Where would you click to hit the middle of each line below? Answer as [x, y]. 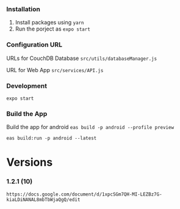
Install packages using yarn [49, 23]
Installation [23, 9]
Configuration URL [34, 45]
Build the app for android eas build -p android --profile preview [90, 127]
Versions [30, 162]
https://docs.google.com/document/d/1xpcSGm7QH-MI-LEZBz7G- [85, 194]
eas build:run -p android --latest [52, 138]
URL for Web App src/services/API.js [55, 70]
